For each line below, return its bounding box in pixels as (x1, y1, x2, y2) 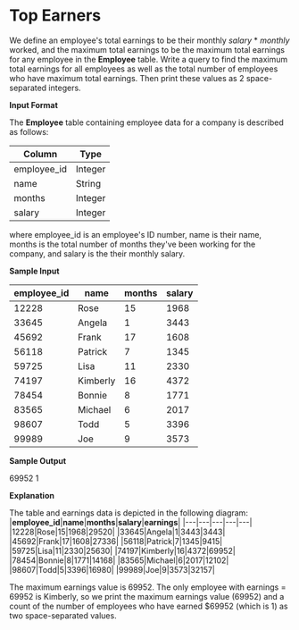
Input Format (9, 99, 58, 110)
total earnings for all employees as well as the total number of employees (9, 63, 278, 74)
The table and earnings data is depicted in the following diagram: (9, 507, 248, 518)
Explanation (9, 490, 55, 500)
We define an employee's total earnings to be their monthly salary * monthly (9, 35, 290, 46)
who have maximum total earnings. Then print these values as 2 (9, 72, 245, 83)
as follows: (9, 126, 49, 137)
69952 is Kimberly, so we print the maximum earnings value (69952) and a (9, 591, 285, 601)
